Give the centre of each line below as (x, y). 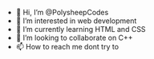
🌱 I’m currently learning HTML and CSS (81, 29)
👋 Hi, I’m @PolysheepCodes (62, 12)
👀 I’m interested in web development (76, 21)
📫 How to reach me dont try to (67, 47)
